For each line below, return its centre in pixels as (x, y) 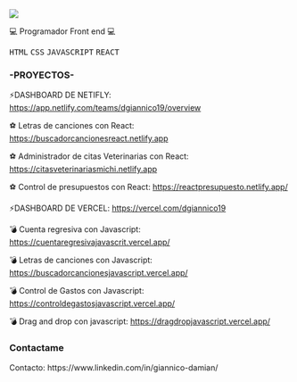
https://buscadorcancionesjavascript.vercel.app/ (99, 273)
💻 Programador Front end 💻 (62, 31)
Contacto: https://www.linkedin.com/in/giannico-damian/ (114, 367)
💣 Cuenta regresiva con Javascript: (75, 229)
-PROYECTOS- (42, 75)
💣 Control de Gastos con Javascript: (77, 291)
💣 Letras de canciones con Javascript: (81, 260)
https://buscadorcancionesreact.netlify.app (89, 138)
